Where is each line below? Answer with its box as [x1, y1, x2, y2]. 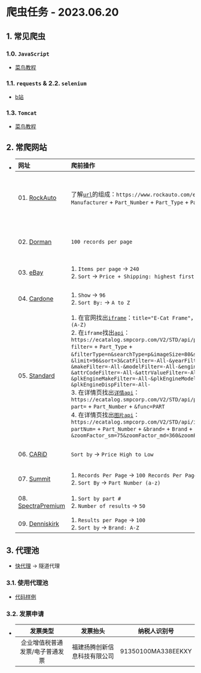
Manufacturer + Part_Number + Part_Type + [71, 198, 189, 206]
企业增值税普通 [20, 638, 63, 647]
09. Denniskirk [17, 520, 59, 528]
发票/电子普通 [20, 647, 59, 656]
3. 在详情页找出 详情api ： [71, 388, 139, 397]
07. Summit [17, 475, 51, 483]
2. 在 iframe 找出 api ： [71, 328, 130, 337]
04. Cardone [17, 294, 54, 303]
